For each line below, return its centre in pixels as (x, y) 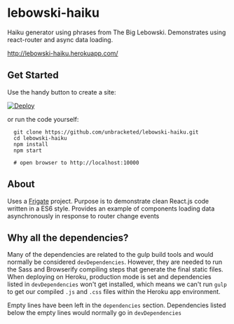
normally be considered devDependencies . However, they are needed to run (115, 262)
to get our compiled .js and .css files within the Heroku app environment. (114, 292)
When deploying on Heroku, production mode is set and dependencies (109, 277)
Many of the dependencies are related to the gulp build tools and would (110, 255)
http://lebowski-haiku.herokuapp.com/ (63, 53)
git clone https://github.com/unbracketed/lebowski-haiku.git (106, 132)
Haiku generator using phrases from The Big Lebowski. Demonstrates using (117, 32)
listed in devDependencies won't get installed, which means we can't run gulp (117, 284)
